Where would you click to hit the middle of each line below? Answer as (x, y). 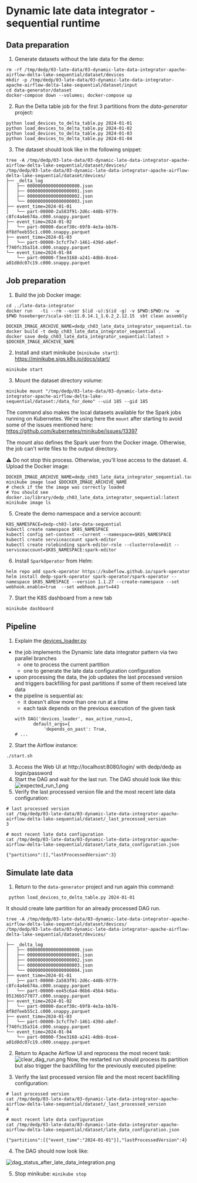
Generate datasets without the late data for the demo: (79, 59)
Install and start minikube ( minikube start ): (67, 352)
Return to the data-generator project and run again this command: (94, 887)
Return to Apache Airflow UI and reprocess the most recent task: (93, 1053)
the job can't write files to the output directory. (62, 448)
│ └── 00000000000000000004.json (50, 971)
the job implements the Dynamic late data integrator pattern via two (96, 652)
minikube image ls (28, 503)
